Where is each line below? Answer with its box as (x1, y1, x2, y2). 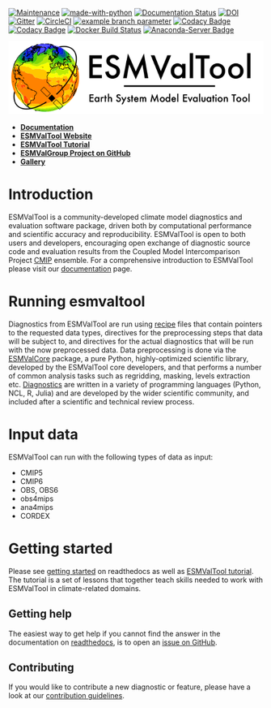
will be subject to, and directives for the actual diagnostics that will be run (8, 336, 254, 346)
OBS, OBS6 (19, 485, 59, 494)
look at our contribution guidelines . (8, 691, 125, 701)
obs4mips (19, 494, 54, 503)
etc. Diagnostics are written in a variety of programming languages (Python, (8, 379, 261, 389)
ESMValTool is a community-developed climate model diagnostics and (8, 212, 243, 222)
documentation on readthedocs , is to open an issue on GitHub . (8, 637, 218, 647)
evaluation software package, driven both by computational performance (8, 221, 252, 231)
